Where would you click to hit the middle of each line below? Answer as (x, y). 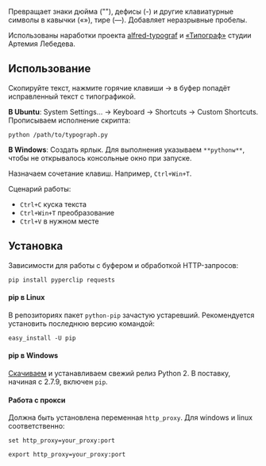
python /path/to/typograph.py (58, 134)
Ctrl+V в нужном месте (59, 221)
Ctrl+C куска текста (53, 204)
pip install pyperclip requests (62, 280)
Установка (36, 246)
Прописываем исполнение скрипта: (69, 120)
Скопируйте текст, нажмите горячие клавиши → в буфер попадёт (120, 87)
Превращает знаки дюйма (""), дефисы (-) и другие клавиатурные (121, 12)
